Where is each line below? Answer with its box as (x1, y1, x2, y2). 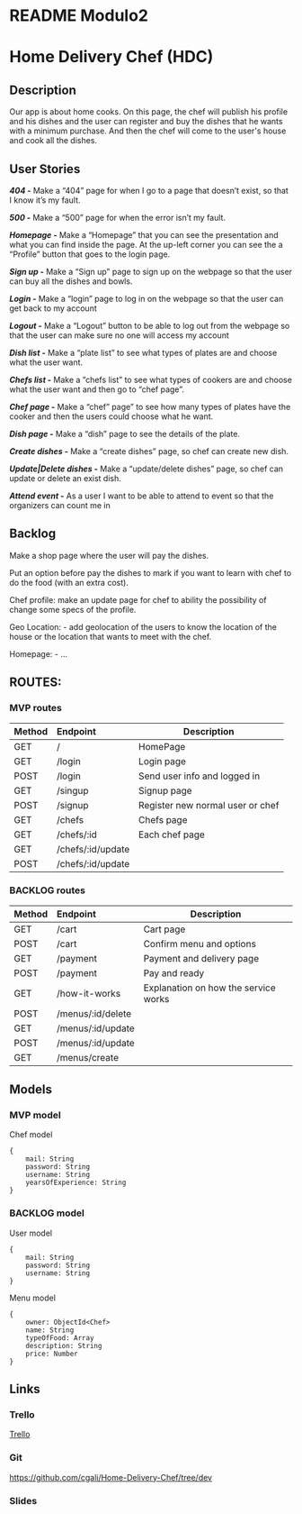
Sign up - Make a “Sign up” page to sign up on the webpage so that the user (9, 267, 293, 277)
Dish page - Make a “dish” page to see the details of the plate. (9, 429, 241, 439)
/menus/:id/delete (57, 1007, 132, 1019)
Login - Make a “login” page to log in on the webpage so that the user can (9, 294, 284, 304)
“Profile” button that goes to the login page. (9, 249, 171, 260)
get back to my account (9, 303, 97, 314)
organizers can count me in (9, 500, 111, 510)
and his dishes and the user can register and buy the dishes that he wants (9, 116, 283, 127)
